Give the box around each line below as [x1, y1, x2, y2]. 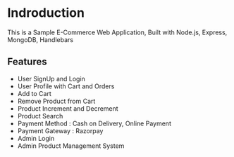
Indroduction [7, 5, 85, 21]
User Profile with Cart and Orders [17, 82, 115, 90]
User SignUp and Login [17, 74, 86, 83]
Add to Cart [17, 89, 51, 97]
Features [7, 56, 47, 68]
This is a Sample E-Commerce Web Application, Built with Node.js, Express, [7, 28, 228, 36]
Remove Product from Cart [17, 97, 96, 105]
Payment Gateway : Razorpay [17, 126, 104, 135]
